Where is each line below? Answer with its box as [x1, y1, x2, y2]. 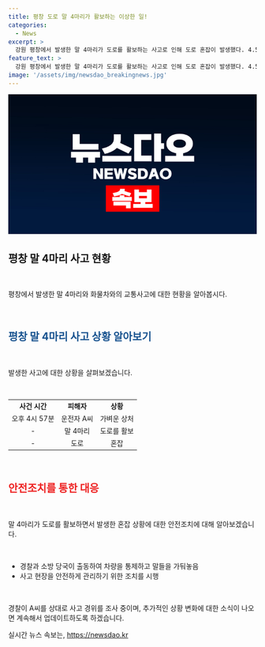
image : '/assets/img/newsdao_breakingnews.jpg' [8, 71, 168, 79]
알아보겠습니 [215, 519, 255, 529]
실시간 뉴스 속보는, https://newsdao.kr [8, 630, 129, 639]
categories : [8, 21, 47, 29]
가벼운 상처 [99, 413, 134, 423]
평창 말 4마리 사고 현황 [8, 251, 111, 265]
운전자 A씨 [61, 413, 94, 423]
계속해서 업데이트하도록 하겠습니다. [16, 613, 125, 623]
